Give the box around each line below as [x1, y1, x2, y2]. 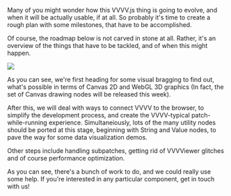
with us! [7, 182, 30, 190]
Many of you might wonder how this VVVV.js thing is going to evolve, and [7, 6, 218, 14]
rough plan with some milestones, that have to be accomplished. [7, 21, 193, 28]
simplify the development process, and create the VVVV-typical [7, 111, 190, 119]
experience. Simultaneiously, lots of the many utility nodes [48, 118, 216, 126]
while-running [7, 118, 47, 126]
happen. [7, 49, 31, 57]
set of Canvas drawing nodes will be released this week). [7, 90, 171, 98]
